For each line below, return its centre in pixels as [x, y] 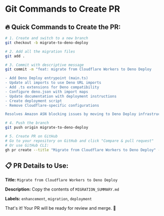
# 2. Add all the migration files [40, 51]
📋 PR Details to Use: [37, 166]
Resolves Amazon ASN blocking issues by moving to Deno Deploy [71, 114]
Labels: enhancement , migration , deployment [49, 199]
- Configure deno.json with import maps [47, 92]
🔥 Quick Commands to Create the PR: [63, 27]
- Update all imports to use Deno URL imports [53, 83]
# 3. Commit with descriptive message [44, 65]
